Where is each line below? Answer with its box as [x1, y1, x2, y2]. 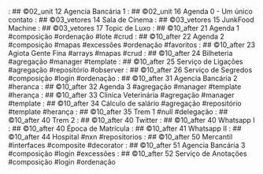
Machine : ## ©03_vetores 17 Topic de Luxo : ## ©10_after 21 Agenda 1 [8, 24, 240, 32]
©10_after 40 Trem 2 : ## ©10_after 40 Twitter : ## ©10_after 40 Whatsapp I [8, 116, 256, 124]
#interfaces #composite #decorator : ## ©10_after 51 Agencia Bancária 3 [8, 141, 246, 150]
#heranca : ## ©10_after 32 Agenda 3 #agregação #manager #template [8, 82, 242, 91]
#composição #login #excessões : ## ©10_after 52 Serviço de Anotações [8, 149, 247, 158]
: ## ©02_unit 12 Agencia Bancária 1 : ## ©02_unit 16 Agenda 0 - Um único [8, 7, 254, 16]
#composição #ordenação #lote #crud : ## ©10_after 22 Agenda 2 [8, 31, 224, 41]
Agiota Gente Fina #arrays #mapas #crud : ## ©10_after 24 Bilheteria [8, 49, 233, 57]
